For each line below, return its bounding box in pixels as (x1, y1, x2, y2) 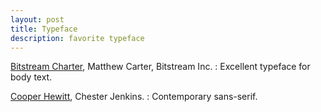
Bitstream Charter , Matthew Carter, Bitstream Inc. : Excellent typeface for (10, 61, 311, 73)
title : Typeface (10, 24, 78, 34)
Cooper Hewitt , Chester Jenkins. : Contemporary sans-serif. (10, 91, 258, 103)
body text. (10, 71, 53, 83)
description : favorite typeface (10, 33, 145, 43)
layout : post (10, 14, 65, 25)
